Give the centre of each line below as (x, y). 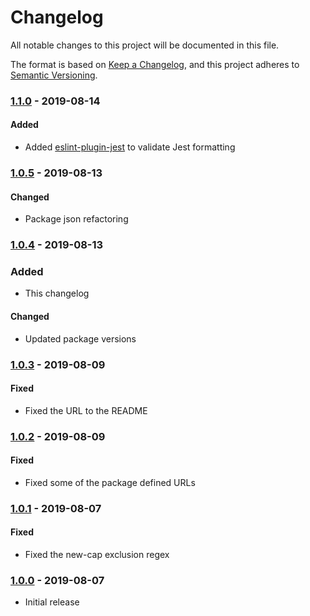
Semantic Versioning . (54, 75)
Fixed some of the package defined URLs (110, 482)
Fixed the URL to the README (86, 410)
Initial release (52, 602)
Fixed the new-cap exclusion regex (97, 554)
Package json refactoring (76, 219)
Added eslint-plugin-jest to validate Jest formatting (130, 147)
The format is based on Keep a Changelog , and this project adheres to (155, 64)
